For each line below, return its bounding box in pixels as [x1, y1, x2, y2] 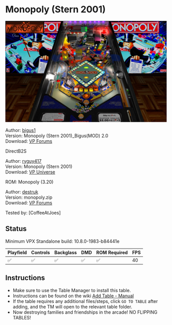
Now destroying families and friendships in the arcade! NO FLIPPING [12, 309, 158, 315]
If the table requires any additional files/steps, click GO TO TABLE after [12, 298, 158, 304]
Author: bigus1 [5, 127, 36, 133]
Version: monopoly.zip [5, 194, 53, 200]
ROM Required [96, 250, 128, 256]
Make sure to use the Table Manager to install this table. [12, 287, 131, 293]
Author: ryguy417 [5, 158, 42, 164]
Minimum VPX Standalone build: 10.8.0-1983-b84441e [5, 238, 120, 244]
